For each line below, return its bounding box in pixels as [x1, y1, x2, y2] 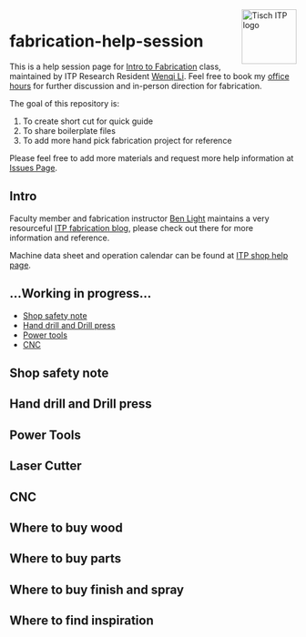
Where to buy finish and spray [9, 581, 185, 597]
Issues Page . [9, 162, 57, 173]
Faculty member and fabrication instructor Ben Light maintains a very [9, 213, 270, 224]
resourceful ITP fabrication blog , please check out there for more [9, 222, 253, 233]
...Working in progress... [9, 286, 152, 301]
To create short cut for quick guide [22, 116, 153, 126]
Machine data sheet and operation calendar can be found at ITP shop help [9, 249, 289, 260]
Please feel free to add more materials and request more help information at [9, 152, 294, 163]
